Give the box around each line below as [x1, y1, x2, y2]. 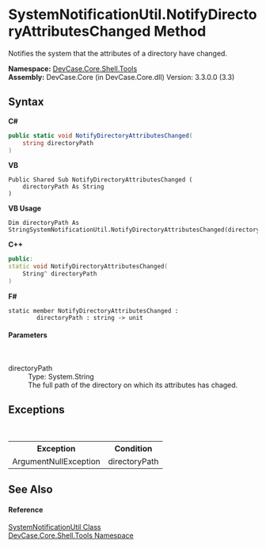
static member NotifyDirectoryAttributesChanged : [8, 306, 179, 314]
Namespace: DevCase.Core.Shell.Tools [8, 63, 138, 73]
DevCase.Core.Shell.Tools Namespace [8, 531, 134, 540]
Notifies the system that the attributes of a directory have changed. [8, 48, 228, 58]
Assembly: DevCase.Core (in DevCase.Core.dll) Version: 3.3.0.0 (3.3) [8, 72, 235, 82]
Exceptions [8, 403, 65, 417]
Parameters [8, 330, 47, 340]
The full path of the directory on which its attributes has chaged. [28, 380, 238, 390]
